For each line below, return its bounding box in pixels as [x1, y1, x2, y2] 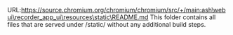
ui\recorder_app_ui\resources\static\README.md [7, 13, 149, 21]
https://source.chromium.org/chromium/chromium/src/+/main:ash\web [20, 6, 226, 14]
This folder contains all [149, 13, 216, 21]
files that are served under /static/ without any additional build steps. [7, 21, 206, 28]
